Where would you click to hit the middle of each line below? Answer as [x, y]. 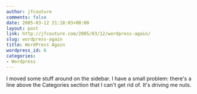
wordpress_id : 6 [26, 51]
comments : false [26, 17]
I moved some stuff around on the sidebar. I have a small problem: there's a [99, 79]
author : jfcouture [29, 12]
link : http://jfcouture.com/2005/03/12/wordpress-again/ [79, 34]
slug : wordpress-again [34, 39]
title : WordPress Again [36, 45]
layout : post [22, 28]
